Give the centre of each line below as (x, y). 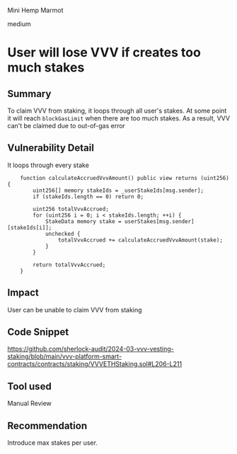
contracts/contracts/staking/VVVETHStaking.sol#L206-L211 (95, 364)
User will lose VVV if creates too (104, 53)
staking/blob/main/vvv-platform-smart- (65, 356)
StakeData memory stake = (83, 221)
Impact (23, 293)
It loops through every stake (48, 165)
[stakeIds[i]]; (30, 227)
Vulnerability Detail (51, 148)
